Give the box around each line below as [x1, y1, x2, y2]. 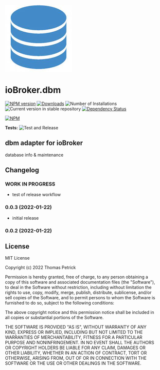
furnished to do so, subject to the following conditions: [5, 300, 114, 306]
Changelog [5, 166, 39, 174]
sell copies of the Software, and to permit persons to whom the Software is [5, 295, 156, 301]
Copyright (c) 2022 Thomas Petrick [5, 265, 76, 270]
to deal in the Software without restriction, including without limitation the [5, 285, 152, 290]
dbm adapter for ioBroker [5, 139, 83, 147]
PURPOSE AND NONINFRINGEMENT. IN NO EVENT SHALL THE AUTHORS [5, 340, 155, 346]
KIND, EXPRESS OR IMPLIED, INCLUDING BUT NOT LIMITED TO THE [5, 329, 143, 335]
